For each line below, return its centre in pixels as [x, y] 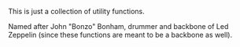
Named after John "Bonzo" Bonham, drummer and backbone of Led [118, 26]
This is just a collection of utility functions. [77, 11]
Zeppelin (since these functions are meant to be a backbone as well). [120, 35]
